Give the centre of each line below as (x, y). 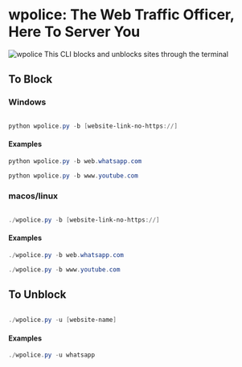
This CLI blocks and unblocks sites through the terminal (136, 54)
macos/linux (33, 196)
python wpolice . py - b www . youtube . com (73, 175)
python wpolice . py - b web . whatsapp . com (75, 161)
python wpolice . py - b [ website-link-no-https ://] (93, 126)
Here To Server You (74, 32)
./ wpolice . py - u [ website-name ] (62, 320)
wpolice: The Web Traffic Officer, (121, 15)
